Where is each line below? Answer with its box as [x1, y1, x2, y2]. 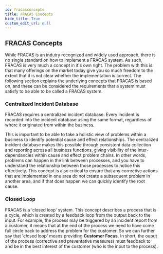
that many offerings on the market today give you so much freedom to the [5, 68, 153, 73]
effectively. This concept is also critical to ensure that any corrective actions [5, 168, 158, 174]
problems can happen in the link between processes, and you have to [5, 158, 145, 163]
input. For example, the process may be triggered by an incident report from [5, 217, 158, 223]
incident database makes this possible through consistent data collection [5, 142, 151, 148]
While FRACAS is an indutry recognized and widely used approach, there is [5, 52, 156, 58]
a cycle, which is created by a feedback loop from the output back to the [5, 212, 151, 218]
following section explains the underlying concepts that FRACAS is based [5, 78, 152, 84]
